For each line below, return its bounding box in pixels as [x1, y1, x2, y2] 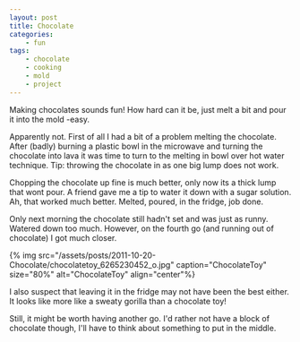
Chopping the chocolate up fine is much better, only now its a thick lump [9, 176, 277, 188]
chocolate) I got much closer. [9, 232, 117, 243]
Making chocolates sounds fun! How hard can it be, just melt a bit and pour [9, 104, 287, 115]
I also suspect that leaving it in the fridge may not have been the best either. [9, 286, 289, 296]
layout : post [9, 13, 58, 22]
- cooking [25, 64, 63, 73]
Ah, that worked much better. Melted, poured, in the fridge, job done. [9, 196, 264, 207]
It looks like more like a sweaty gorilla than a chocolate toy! [9, 295, 227, 306]
